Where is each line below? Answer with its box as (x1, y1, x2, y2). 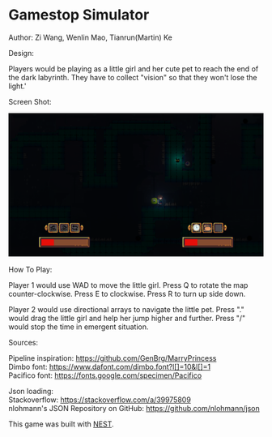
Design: (8, 48, 34, 58)
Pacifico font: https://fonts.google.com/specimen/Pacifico (8, 371, 202, 380)
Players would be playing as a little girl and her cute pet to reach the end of (8, 63, 259, 74)
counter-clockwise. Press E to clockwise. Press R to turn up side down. (8, 289, 246, 299)
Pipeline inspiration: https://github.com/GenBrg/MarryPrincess (8, 353, 217, 363)
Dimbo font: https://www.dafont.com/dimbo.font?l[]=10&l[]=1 (8, 362, 211, 372)
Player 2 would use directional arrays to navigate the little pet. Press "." (8, 305, 244, 315)
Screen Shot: (8, 96, 52, 106)
